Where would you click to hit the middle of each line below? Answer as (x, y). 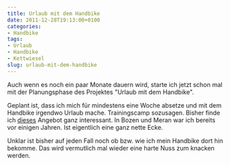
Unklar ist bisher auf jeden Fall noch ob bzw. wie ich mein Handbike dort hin (115, 140)
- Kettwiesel (26, 59)
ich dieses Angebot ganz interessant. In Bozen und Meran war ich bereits (111, 120)
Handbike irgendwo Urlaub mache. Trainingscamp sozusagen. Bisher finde (114, 113)
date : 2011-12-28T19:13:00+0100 (54, 20)
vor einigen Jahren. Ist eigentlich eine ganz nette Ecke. (85, 127)
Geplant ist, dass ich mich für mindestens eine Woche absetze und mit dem (115, 105)
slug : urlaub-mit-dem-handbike (52, 65)
